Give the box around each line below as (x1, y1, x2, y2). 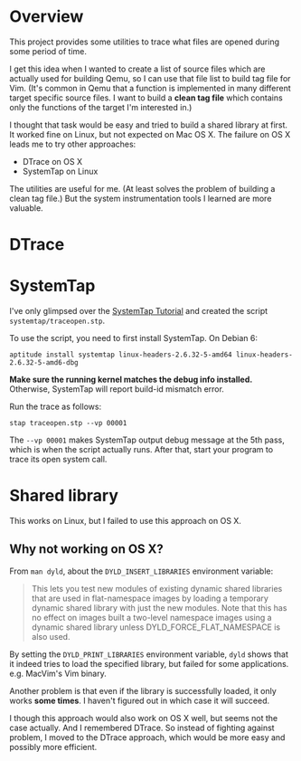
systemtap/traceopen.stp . (9, 315, 106, 327)
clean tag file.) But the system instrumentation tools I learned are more (9, 193, 272, 204)
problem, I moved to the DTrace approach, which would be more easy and (9, 731, 286, 743)
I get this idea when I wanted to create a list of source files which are (9, 63, 266, 74)
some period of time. (9, 45, 88, 56)
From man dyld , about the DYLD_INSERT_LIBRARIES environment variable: (9, 566, 274, 576)
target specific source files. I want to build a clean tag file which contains (9, 92, 283, 103)
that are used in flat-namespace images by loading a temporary (31, 593, 269, 604)
